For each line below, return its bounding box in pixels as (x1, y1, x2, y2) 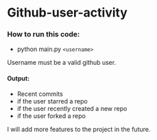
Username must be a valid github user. (7, 59, 117, 67)
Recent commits (16, 90, 63, 98)
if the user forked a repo (16, 112, 86, 120)
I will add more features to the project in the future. (7, 125, 151, 133)
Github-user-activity (7, 5, 128, 21)
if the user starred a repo (16, 97, 88, 105)
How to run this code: (7, 30, 80, 39)
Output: (7, 74, 29, 83)
